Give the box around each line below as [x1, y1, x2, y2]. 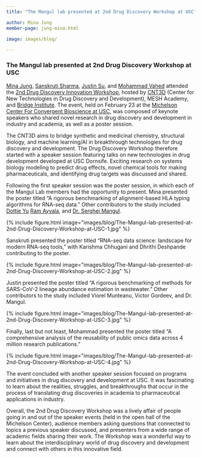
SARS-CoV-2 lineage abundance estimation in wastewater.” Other [6, 285, 168, 292]
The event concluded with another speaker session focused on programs [6, 370, 187, 377]
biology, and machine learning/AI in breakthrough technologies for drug [6, 138, 182, 146]
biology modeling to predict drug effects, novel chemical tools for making [6, 164, 187, 171]
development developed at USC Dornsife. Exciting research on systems [6, 157, 182, 165]
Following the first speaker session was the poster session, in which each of [6, 181, 194, 189]
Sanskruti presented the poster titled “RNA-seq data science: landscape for [6, 237, 193, 244]
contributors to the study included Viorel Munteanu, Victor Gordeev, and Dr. [6, 292, 193, 299]
